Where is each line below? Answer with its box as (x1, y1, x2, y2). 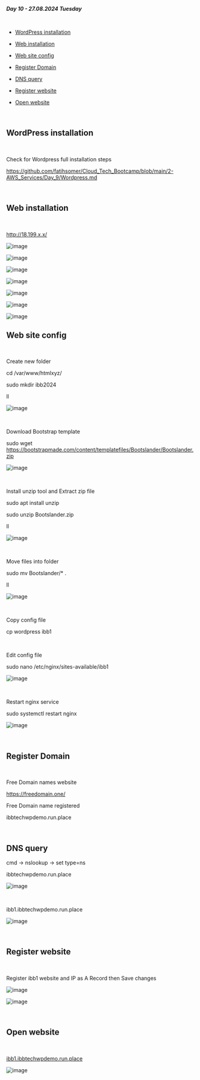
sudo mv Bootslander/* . (6, 570, 67, 577)
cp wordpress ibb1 (6, 628, 52, 635)
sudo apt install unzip (6, 500, 60, 507)
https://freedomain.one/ (6, 791, 66, 798)
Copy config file (6, 616, 46, 624)
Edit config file (6, 652, 42, 659)
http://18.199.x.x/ (6, 231, 48, 238)
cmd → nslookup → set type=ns (6, 859, 86, 866)
